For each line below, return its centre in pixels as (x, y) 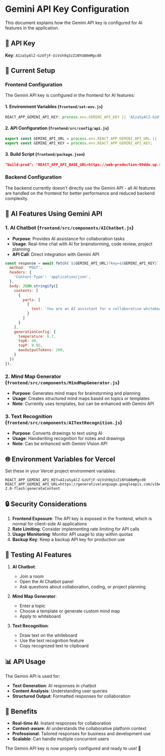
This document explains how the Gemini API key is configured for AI (74, 23)
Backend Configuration (33, 177)
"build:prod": (20, 165)
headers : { (21, 272)
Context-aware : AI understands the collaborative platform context (79, 728)
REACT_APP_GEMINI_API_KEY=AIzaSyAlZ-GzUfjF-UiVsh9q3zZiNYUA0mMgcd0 (76, 480)
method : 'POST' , (26, 268)
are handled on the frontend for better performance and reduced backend (80, 193)
